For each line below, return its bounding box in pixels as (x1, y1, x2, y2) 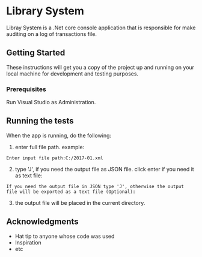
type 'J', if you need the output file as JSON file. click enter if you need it (14, 165, 194, 173)
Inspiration (14, 238, 41, 246)
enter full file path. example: (14, 143, 85, 150)
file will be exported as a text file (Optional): (6, 189, 136, 195)
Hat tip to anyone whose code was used (14, 232, 115, 240)
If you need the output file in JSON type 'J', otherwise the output (6, 183, 185, 189)
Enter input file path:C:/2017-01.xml (6, 155, 103, 161)
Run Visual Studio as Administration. (6, 99, 96, 106)
